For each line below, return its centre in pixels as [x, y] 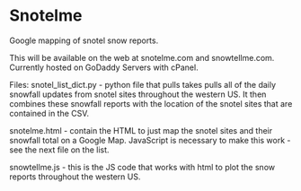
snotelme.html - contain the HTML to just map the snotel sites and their [141, 130]
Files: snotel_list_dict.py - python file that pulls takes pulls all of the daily [143, 84]
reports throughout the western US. [75, 177]
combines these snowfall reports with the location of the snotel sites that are [151, 103]
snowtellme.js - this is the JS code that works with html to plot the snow [142, 167]
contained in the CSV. [49, 113]
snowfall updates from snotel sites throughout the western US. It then [138, 94]
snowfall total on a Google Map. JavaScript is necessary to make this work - [150, 140]
